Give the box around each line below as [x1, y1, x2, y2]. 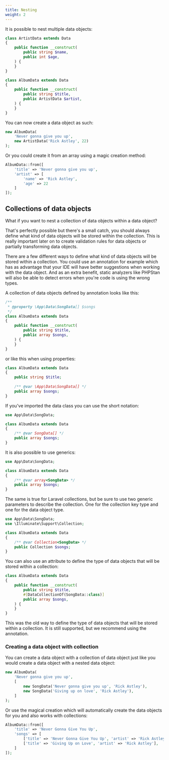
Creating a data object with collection [5, 644, 99, 651]
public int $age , [23, 54, 59, 60]
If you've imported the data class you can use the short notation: [5, 402, 139, 408]
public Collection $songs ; [14, 544, 71, 550]
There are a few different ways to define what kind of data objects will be [5, 253, 157, 259]
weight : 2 [5, 12, 26, 17]
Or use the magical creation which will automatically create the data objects [5, 707, 162, 713]
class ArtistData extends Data [5, 36, 71, 41]
